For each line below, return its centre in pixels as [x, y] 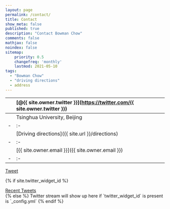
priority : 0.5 [29, 57]
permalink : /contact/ [28, 15]
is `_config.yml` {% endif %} [35, 201]
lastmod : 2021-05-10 [36, 66]
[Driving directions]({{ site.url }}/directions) [67, 134]
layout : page [19, 10]
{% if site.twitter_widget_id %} [37, 181]
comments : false [22, 38]
